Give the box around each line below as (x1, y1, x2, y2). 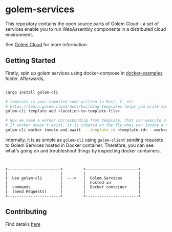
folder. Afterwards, (5, 75, 45, 82)
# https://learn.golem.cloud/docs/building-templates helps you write (5, 104, 159, 109)
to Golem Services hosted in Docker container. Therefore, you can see (5, 142, 154, 148)
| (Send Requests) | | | (5, 189, 141, 194)
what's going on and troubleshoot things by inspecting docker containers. (5, 147, 161, 153)
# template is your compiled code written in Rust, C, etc (5, 99, 134, 104)
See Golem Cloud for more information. (5, 41, 88, 47)
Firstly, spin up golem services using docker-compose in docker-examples (5, 70, 163, 76)
